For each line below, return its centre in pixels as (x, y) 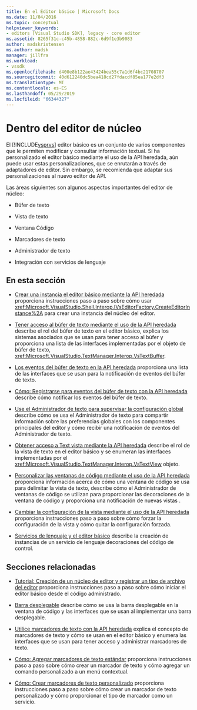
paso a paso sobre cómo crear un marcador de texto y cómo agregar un (102, 665)
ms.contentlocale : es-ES (36, 88)
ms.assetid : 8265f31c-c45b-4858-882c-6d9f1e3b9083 (69, 39)
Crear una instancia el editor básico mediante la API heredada (89, 294)
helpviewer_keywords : (33, 28)
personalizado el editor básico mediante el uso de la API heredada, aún (92, 157)
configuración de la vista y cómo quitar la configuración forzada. (93, 525)
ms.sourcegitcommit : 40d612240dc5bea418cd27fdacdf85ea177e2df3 (85, 77)
